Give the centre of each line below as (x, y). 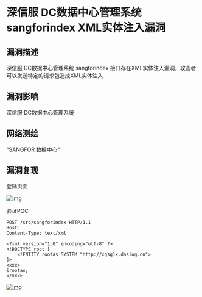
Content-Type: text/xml (37, 233)
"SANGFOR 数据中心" (33, 149)
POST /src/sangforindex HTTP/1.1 (49, 223)
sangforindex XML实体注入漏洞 (86, 28)
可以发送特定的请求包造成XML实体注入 (55, 76)
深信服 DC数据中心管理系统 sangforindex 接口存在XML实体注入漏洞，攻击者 (101, 68)
